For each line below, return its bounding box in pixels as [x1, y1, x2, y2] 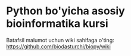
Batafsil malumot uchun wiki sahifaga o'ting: [6, 36, 114, 43]
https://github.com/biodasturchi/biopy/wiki [6, 43, 111, 50]
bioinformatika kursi [6, 17, 108, 30]
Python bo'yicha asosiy [6, 4, 125, 18]
